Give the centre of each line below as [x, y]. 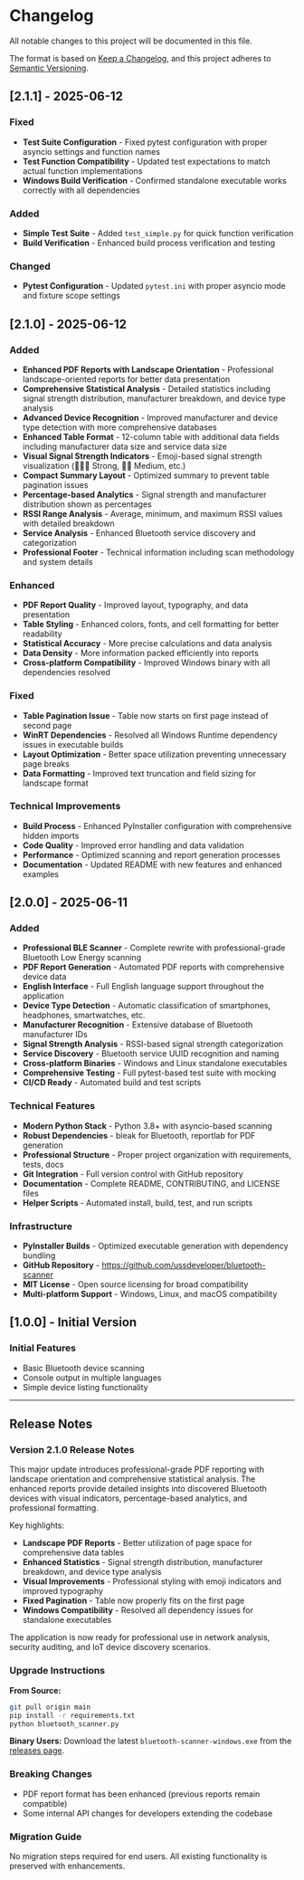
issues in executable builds [73, 744]
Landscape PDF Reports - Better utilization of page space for [138, 1543]
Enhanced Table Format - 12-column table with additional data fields [151, 436]
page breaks [46, 763]
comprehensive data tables [73, 1552]
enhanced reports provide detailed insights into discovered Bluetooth [138, 1489]
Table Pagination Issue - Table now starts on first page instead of [145, 715]
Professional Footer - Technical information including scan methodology [158, 552]
